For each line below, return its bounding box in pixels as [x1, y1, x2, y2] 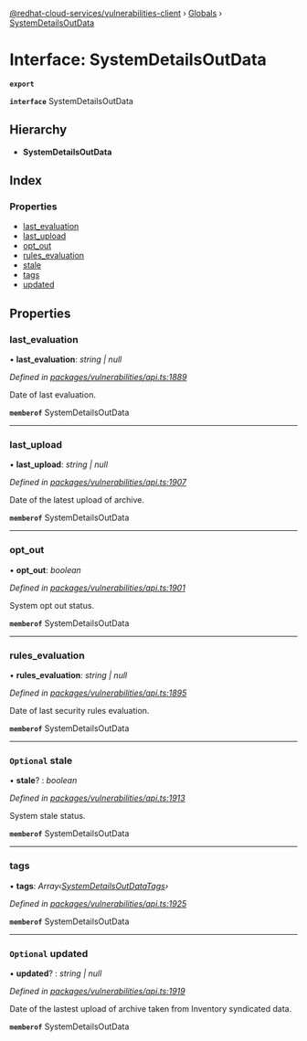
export [9, 80, 35, 89]
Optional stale [9, 754, 73, 767]
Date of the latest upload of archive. [9, 494, 144, 505]
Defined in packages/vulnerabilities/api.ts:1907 [9, 477, 187, 488]
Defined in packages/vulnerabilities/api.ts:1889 [9, 372, 187, 383]
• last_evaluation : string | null [9, 354, 122, 365]
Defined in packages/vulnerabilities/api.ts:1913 [9, 792, 185, 803]
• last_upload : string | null [9, 459, 108, 470]
